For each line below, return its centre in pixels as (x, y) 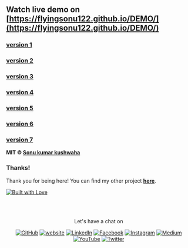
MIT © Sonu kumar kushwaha (43, 153)
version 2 (20, 61)
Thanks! (18, 168)
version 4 (20, 92)
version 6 (20, 124)
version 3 (20, 77)
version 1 (19, 45)
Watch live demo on (43, 10)
